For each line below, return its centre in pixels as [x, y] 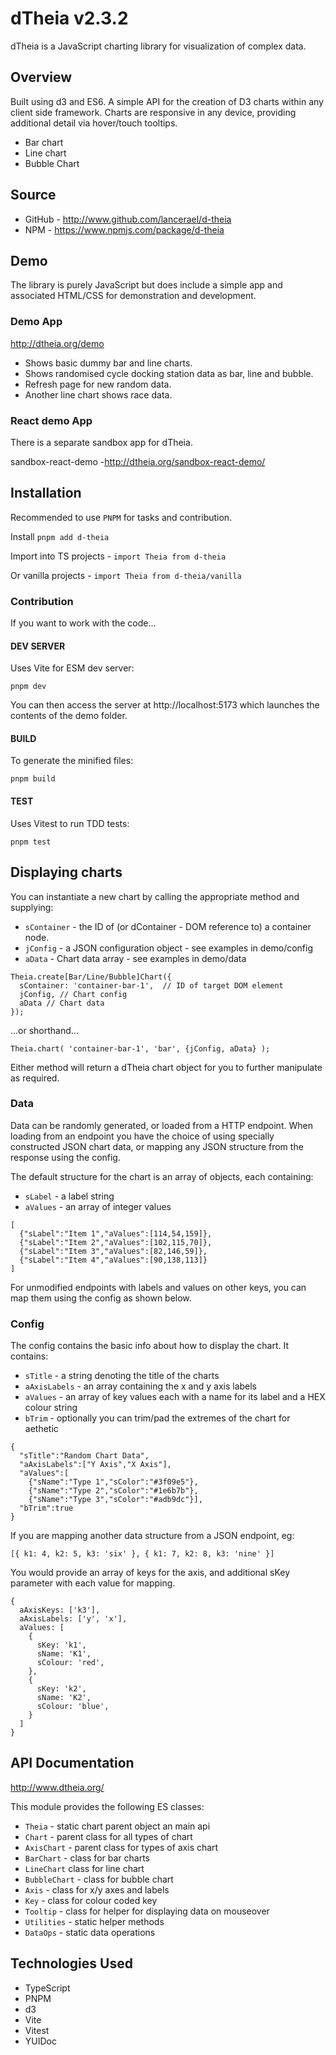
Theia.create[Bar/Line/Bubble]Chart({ [91, 977]
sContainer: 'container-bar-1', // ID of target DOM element [151, 985]
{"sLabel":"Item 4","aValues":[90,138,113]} [113, 1260]
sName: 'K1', [64, 1654]
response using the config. [65, 1157]
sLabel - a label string [69, 1196]
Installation [46, 493]
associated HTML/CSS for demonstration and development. [133, 296]
